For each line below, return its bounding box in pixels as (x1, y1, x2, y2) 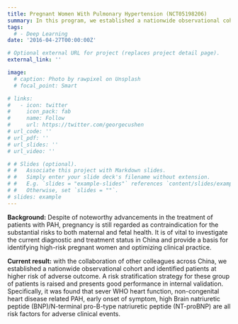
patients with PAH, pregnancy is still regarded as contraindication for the (7, 220, 219, 229)
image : (7, 69, 27, 76)
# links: (7, 95, 33, 102)
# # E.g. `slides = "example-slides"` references (7, 180, 163, 188)
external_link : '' (7, 56, 62, 64)
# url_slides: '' (7, 141, 59, 148)
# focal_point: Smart (13, 82, 78, 89)
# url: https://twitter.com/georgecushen (7, 121, 144, 128)
